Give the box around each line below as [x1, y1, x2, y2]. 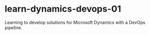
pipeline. [4, 24, 22, 30]
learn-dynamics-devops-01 [4, 3, 121, 15]
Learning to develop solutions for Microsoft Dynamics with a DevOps [4, 19, 146, 25]
